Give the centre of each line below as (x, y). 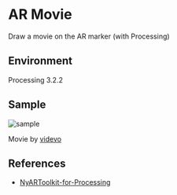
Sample (27, 105)
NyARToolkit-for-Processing (65, 182)
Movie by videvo (35, 138)
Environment (41, 61)
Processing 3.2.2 (35, 79)
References (37, 163)
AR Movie (40, 15)
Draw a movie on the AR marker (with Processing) (89, 36)
